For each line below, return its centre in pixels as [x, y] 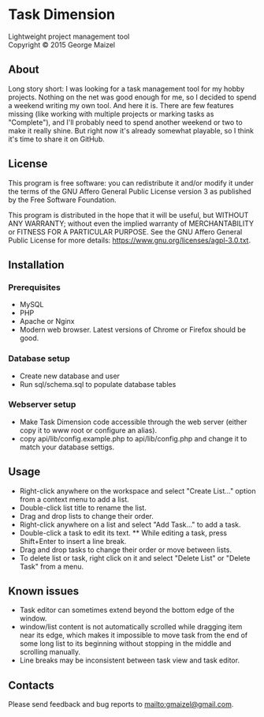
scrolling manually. [50, 652]
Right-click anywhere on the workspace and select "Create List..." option [138, 490]
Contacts [32, 685]
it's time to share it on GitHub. [56, 139]
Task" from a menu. [52, 566]
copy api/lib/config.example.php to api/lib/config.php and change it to [133, 438]
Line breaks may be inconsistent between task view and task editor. [130, 660]
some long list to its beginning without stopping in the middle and [125, 644]
